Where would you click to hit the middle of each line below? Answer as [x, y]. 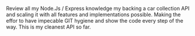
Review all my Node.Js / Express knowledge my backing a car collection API [98, 8]
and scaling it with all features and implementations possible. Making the [93, 15]
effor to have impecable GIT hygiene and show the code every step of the [95, 21]
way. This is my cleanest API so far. [49, 27]
